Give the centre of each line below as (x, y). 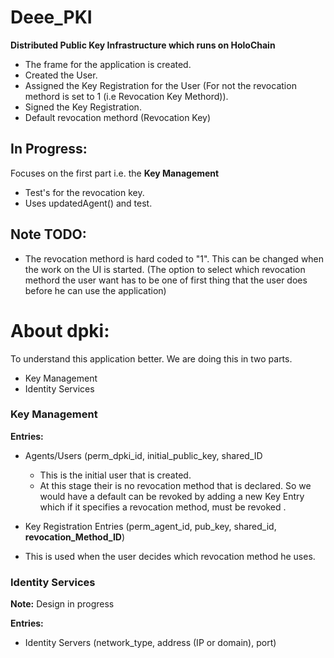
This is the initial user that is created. (115, 475)
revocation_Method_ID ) (75, 537)
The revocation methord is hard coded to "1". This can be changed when (174, 258)
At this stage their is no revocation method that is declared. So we (175, 485)
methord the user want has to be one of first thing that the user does (166, 280)
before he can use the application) (95, 290)
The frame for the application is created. (108, 64)
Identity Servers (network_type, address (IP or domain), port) (150, 643)
